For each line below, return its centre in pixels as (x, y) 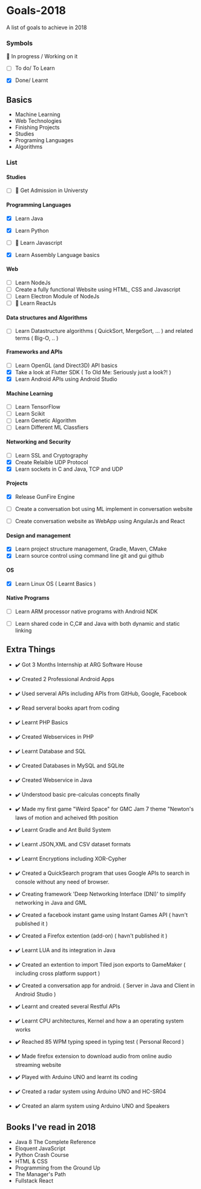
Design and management (38, 535)
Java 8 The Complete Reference (55, 1142)
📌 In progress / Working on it (42, 57)
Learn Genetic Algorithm (46, 420)
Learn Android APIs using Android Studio (66, 379)
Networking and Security (39, 442)
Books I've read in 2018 (51, 1127)
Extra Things (31, 650)
